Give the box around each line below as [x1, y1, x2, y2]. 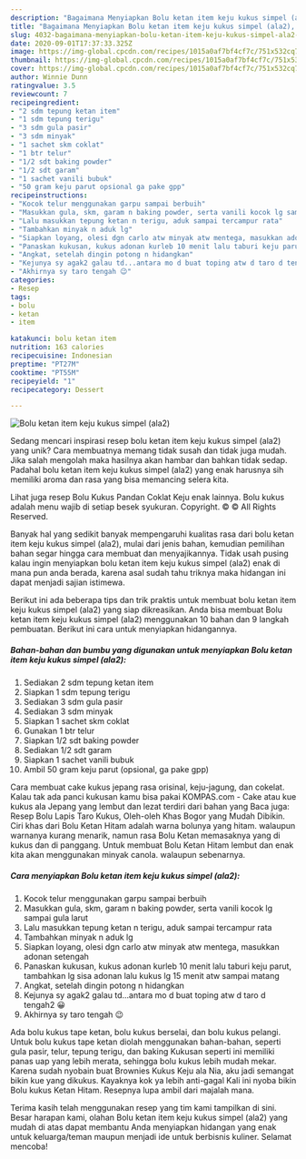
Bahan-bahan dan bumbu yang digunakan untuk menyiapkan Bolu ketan [10, 644, 293, 655]
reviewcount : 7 [10, 89, 68, 98]
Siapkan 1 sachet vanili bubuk [23, 754, 134, 765]
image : [10, 47, 35, 56]
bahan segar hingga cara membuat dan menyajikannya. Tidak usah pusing [10, 548, 289, 559]
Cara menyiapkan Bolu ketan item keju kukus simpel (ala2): [10, 870, 241, 881]
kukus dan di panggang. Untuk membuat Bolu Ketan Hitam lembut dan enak [10, 840, 294, 851]
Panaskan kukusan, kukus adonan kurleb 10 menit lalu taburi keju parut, [23, 961, 292, 972]
